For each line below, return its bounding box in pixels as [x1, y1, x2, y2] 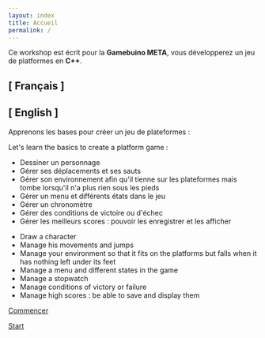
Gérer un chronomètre [19, 199, 93, 209]
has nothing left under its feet [19, 257, 116, 266]
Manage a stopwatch [19, 273, 89, 283]
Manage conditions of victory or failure [19, 282, 147, 291]
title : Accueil [8, 19, 59, 27]
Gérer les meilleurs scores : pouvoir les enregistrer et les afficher [19, 216, 232, 226]
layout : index [8, 11, 55, 20]
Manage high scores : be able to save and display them [19, 290, 200, 300]
